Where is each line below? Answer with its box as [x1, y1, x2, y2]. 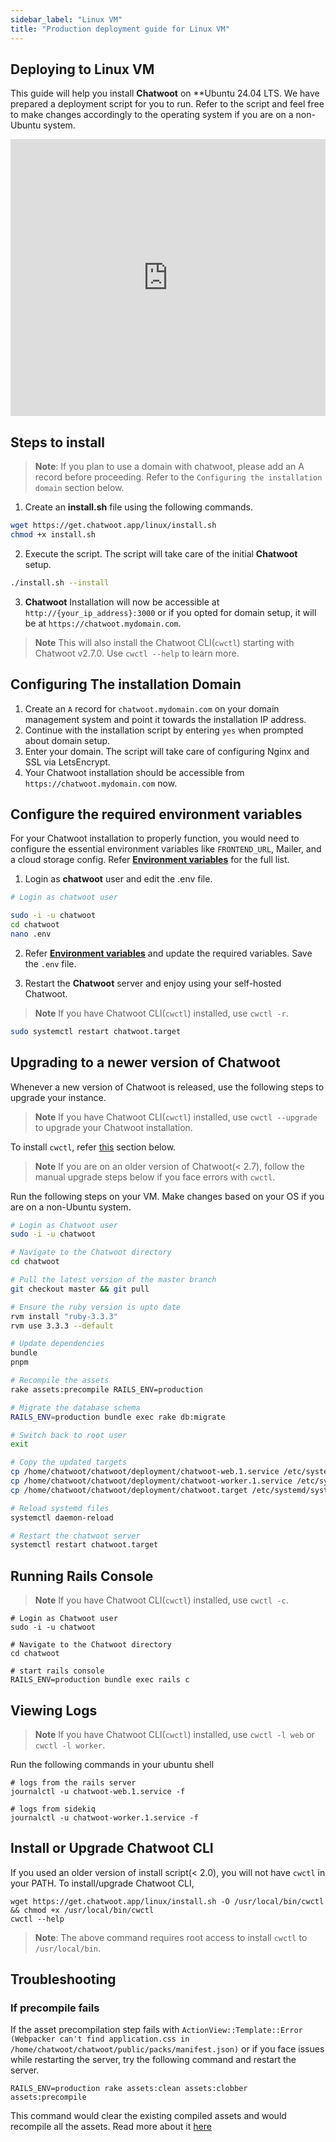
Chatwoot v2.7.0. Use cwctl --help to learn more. [34, 647, 240, 659]
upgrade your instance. [10, 1091, 107, 1103]
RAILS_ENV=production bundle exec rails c [10, 1675, 190, 1685]
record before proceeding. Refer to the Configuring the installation [34, 471, 323, 483]
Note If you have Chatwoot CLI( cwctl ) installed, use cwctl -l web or [34, 1728, 315, 1740]
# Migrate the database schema [10, 1402, 141, 1413]
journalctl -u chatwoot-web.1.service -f [10, 1786, 186, 1796]
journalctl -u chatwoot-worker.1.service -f [10, 1812, 199, 1823]
